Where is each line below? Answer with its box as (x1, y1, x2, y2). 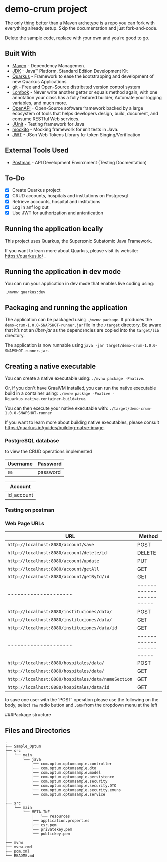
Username (7, 460, 33, 467)
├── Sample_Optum (5, 744, 41, 749)
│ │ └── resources (5, 814, 70, 819)
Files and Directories (5, 726, 71, 735)
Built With (5, 49, 36, 58)
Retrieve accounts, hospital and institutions (12, 198, 101, 204)
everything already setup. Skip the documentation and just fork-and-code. (5, 25, 158, 31)
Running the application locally (5, 225, 103, 233)
